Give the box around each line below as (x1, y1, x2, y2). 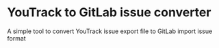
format (7, 34, 26, 42)
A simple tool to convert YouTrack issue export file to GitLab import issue (7, 27, 213, 35)
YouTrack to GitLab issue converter (7, 5, 211, 20)
